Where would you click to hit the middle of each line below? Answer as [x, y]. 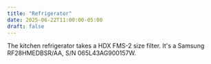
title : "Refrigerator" [40, 13]
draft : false [26, 26]
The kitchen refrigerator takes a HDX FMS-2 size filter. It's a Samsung [106, 46]
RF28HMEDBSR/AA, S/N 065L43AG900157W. [71, 53]
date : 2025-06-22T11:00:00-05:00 [55, 20]
